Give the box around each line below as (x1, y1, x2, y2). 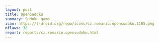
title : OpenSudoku (5, 12, 43, 17)
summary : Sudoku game (5, 16, 50, 21)
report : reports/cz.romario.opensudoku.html (5, 30, 99, 35)
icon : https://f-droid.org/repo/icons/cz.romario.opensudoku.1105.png (5, 21, 155, 26)
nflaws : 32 (5, 26, 28, 31)
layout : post (5, 7, 32, 12)
